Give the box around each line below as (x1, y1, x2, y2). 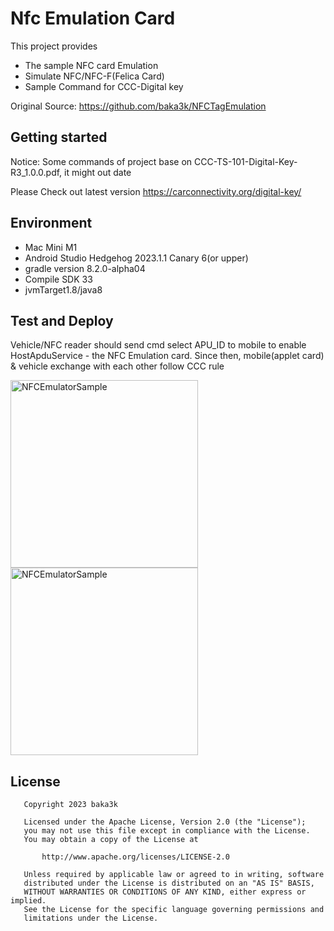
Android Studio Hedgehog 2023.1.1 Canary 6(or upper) (24, 252, 249, 264)
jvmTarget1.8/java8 (24, 283, 103, 296)
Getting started (10, 129, 108, 146)
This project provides (10, 40, 98, 52)
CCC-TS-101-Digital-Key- (193, 155, 298, 167)
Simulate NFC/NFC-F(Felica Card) (24, 70, 165, 82)
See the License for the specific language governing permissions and (23, 905, 325, 915)
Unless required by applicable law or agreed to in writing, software (23, 870, 325, 880)
